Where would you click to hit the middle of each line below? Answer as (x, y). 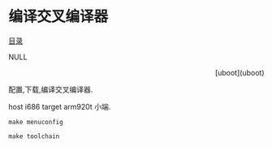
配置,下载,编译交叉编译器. (51, 89)
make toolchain (34, 136)
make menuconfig (36, 122)
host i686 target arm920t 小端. (60, 106)
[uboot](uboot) (240, 72)
